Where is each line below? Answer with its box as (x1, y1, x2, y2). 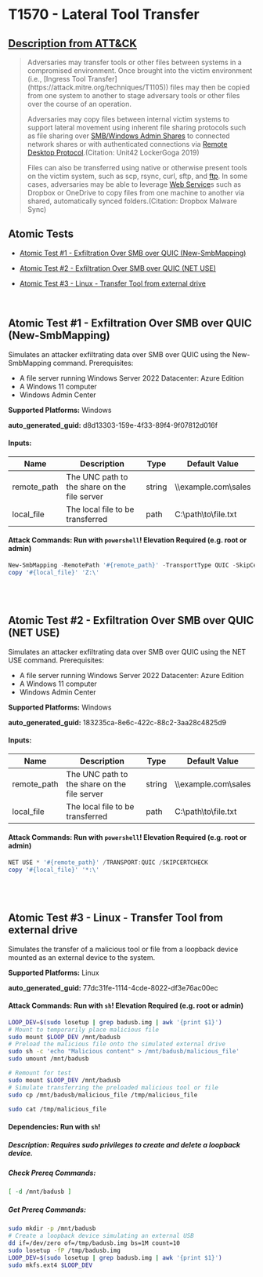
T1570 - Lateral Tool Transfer (8, 5, 200, 24)
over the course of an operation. (27, 100, 131, 108)
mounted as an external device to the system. (8, 952, 156, 962)
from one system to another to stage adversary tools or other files (27, 91, 240, 100)
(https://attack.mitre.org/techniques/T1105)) (27, 82, 169, 92)
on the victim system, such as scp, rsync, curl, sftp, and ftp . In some (27, 171, 248, 181)
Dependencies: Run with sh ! (8, 1122, 101, 1131)
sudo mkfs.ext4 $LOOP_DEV (8, 1261, 92, 1269)
